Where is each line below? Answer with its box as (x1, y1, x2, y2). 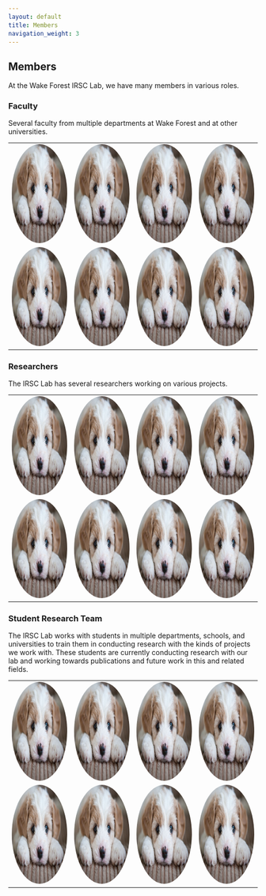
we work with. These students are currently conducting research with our (8, 648, 248, 658)
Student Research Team (8, 612, 103, 623)
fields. (8, 665, 29, 674)
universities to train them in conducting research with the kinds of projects (8, 639, 251, 649)
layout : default (8, 13, 62, 21)
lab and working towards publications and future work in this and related (8, 656, 245, 665)
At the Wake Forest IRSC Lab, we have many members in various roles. (8, 81, 240, 90)
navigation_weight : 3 (8, 29, 80, 37)
